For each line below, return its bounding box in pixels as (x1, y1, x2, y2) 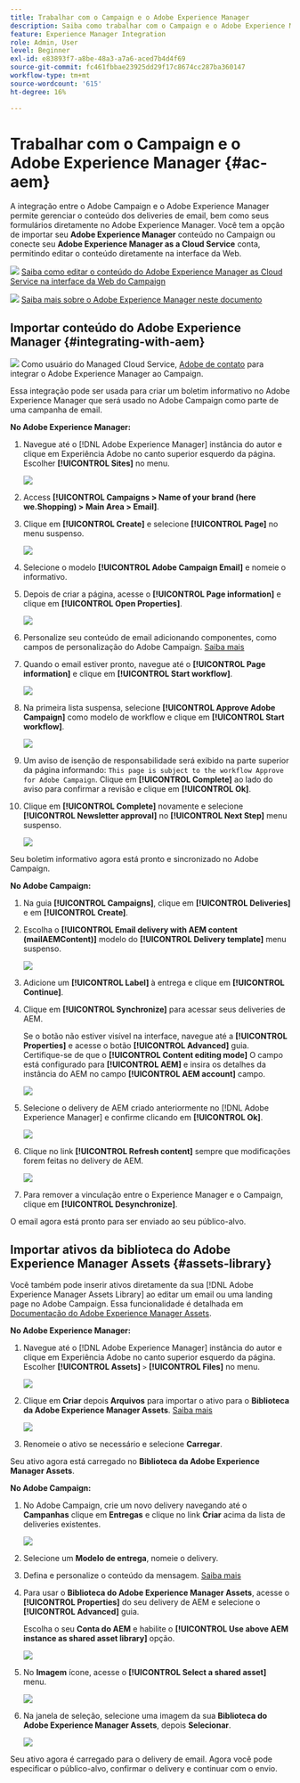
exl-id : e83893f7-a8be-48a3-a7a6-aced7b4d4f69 (10, 54, 186, 63)
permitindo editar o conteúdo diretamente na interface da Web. (10, 248, 242, 259)
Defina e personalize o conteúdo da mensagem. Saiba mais (22, 1570, 241, 1581)
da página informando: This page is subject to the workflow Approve (22, 765, 284, 776)
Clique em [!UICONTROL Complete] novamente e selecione (22, 801, 244, 811)
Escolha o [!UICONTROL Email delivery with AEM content (22, 924, 239, 935)
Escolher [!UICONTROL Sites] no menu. (22, 458, 170, 468)
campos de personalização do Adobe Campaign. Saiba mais (22, 642, 245, 653)
